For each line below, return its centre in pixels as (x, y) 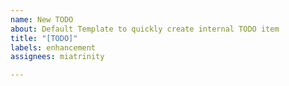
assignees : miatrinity (57, 57)
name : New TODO (42, 19)
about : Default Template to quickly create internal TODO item (145, 29)
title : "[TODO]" (44, 38)
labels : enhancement (53, 47)
